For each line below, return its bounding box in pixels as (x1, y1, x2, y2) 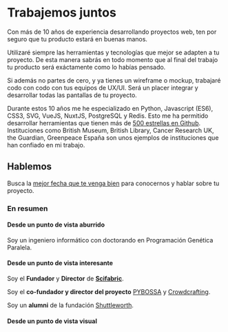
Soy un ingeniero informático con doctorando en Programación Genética (7, 236, 214, 244)
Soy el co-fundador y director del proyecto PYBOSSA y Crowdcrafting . (7, 288, 211, 296)
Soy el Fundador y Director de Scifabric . (7, 274, 124, 283)
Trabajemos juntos (7, 5, 117, 21)
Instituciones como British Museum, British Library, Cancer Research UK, (7, 126, 214, 134)
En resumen (7, 203, 48, 213)
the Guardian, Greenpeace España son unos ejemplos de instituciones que (7, 133, 219, 142)
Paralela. (7, 243, 32, 251)
